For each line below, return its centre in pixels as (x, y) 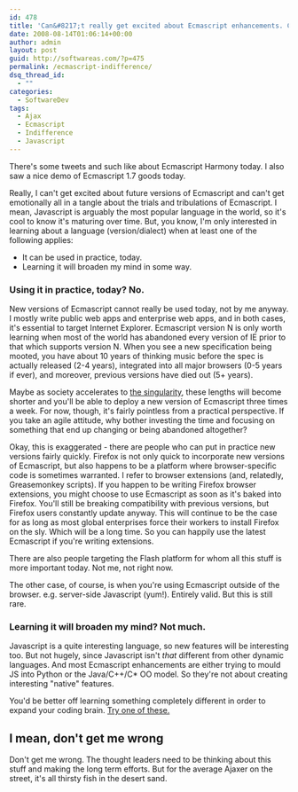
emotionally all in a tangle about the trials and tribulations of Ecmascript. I (143, 202)
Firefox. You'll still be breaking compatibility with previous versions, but (139, 504)
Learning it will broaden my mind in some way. (107, 266)
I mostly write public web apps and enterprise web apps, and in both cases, (147, 318)
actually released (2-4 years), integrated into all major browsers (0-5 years (146, 365)
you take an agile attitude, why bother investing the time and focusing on (142, 420)
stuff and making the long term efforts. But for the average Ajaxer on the (141, 769)
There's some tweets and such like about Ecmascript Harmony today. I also (147, 166)
